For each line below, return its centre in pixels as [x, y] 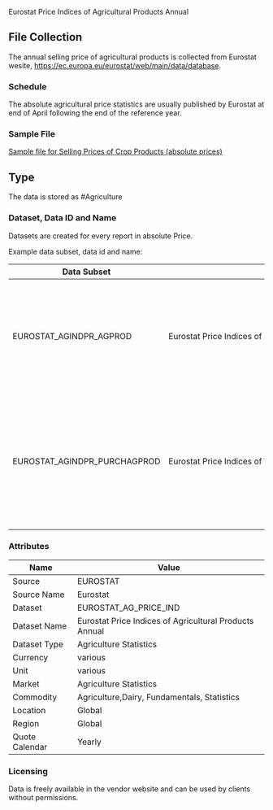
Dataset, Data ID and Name [63, 218]
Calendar [30, 747]
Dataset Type [38, 644]
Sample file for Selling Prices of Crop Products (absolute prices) [116, 152]
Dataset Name [40, 625]
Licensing [28, 771]
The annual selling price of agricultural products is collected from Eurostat [133, 57]
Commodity [35, 697]
